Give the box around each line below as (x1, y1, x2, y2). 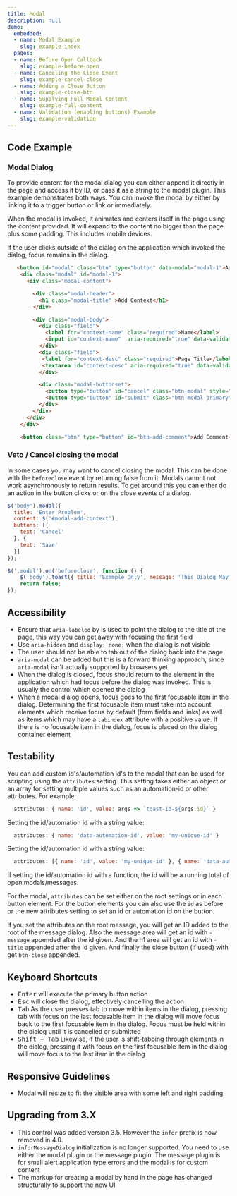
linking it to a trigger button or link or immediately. (7, 201, 152, 209)
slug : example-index (20, 43, 80, 50)
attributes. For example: (7, 791, 76, 800)
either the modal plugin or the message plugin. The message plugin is (17, 1150, 221, 1159)
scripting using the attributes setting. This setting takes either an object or (7, 776, 226, 785)
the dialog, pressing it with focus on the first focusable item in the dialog (17, 1042, 228, 1051)
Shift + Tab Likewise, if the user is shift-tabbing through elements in (17, 1035, 224, 1044)
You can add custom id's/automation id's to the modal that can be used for (7, 769, 224, 778)
